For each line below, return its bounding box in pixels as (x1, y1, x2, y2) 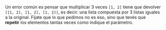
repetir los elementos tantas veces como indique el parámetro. (5, 19, 133, 25)
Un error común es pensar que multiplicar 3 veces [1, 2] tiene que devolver (5, 4, 161, 10)
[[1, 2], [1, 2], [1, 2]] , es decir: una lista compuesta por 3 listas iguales (5, 9, 160, 15)
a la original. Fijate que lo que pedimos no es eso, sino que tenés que (5, 15, 146, 20)
